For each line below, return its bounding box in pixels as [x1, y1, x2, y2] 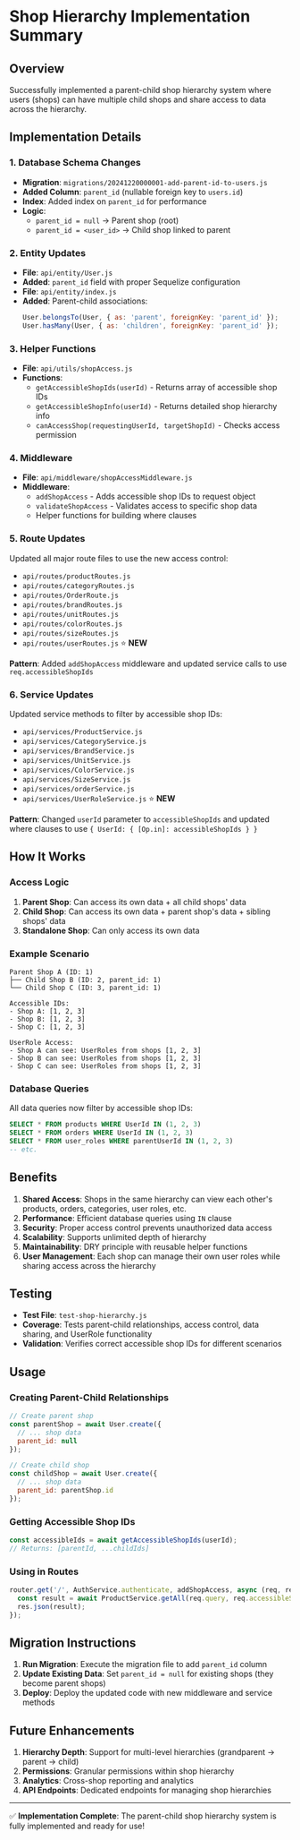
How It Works [9, 849, 87, 865]
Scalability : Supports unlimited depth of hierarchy [21, 1231, 207, 1242]
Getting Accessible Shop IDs [9, 1515, 136, 1528]
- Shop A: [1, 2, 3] [9, 1006, 87, 1015]
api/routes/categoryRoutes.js [21, 581, 136, 590]
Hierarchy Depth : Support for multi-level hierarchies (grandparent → [21, 1747, 275, 1758]
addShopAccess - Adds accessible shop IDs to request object [35, 491, 256, 502]
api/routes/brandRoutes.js [21, 600, 123, 610]
